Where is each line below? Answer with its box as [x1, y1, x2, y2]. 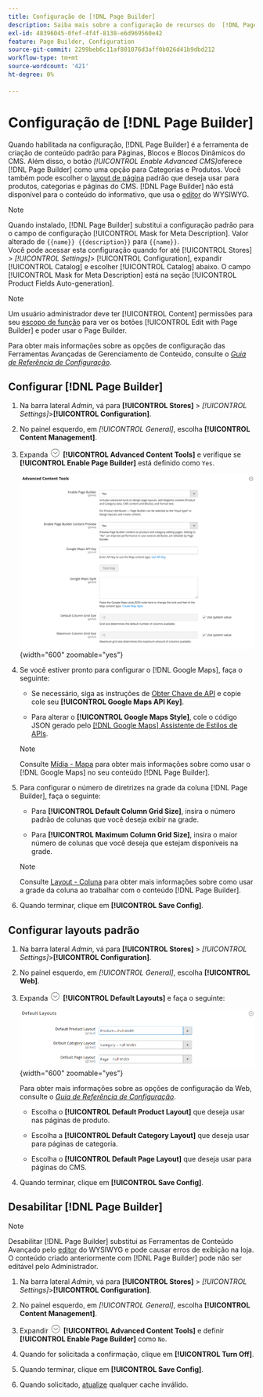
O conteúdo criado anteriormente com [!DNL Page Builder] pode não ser [8, 1253, 243, 1263]
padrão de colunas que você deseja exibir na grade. [31, 815, 200, 824]
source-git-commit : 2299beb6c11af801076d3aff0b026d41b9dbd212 [8, 46, 215, 54]
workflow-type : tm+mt [8, 54, 79, 62]
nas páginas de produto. [31, 1115, 110, 1125]
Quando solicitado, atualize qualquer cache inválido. [19, 1380, 189, 1389]
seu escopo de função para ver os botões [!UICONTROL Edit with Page [8, 317, 238, 326]
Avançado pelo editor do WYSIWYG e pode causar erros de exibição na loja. [8, 1245, 254, 1254]
